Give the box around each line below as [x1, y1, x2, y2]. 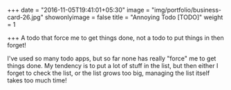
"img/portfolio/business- [151, 6, 221, 14]
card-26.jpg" [7, 13, 44, 21]
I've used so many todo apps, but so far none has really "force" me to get [7, 54, 216, 63]
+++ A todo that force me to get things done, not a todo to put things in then [7, 34, 225, 42]
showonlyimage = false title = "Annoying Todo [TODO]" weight [44, 13, 223, 21]
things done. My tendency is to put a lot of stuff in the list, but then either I [7, 62, 219, 69]
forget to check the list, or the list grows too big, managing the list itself [7, 69, 210, 77]
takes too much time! [7, 76, 67, 85]
